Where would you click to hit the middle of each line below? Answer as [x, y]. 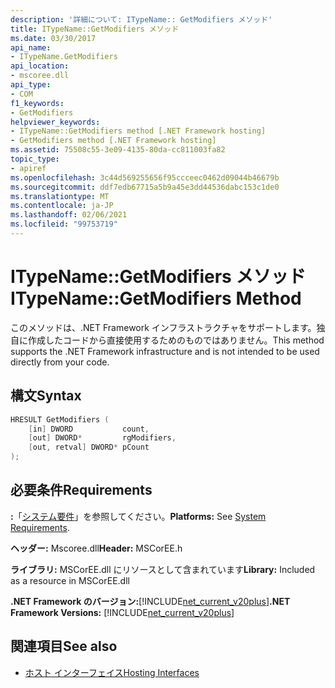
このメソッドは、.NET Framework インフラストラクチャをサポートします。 [163, 327]
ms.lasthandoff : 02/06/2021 [69, 215]
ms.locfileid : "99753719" [64, 224]
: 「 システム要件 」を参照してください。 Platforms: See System [138, 516]
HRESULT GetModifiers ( [60, 419]
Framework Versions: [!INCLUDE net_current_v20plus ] [122, 612]
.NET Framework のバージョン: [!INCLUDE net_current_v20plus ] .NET [150, 601]
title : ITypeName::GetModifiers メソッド [95, 29]
